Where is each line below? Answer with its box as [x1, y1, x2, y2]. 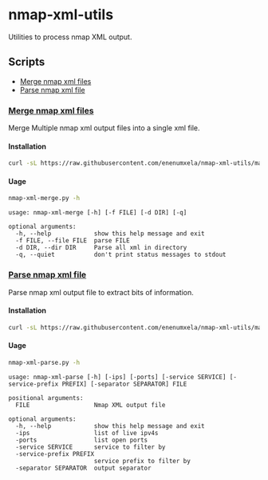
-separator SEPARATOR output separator [15, 464, 152, 472]
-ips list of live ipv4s [15, 429, 159, 437]
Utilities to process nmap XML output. [8, 32, 132, 42]
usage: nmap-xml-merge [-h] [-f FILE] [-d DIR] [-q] [8, 209, 187, 217]
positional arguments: [8, 394, 84, 402]
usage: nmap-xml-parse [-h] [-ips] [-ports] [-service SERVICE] [8, 373, 227, 381]
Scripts [8, 55, 45, 69]
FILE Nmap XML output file [15, 401, 166, 409]
